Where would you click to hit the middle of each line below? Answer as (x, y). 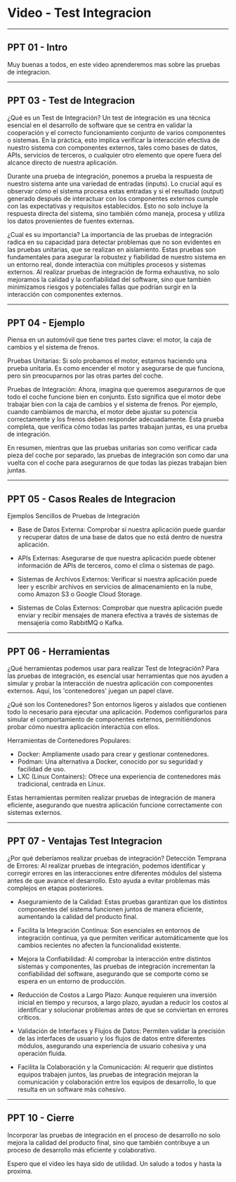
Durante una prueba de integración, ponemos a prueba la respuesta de (110, 176)
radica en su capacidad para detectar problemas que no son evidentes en (114, 242)
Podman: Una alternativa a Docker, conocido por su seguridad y (110, 762)
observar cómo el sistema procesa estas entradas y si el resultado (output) (116, 191)
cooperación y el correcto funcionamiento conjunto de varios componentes (117, 132)
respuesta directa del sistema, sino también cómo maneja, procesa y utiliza (116, 213)
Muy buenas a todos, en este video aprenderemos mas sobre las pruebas (114, 64)
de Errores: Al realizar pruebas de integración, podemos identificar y (106, 866)
